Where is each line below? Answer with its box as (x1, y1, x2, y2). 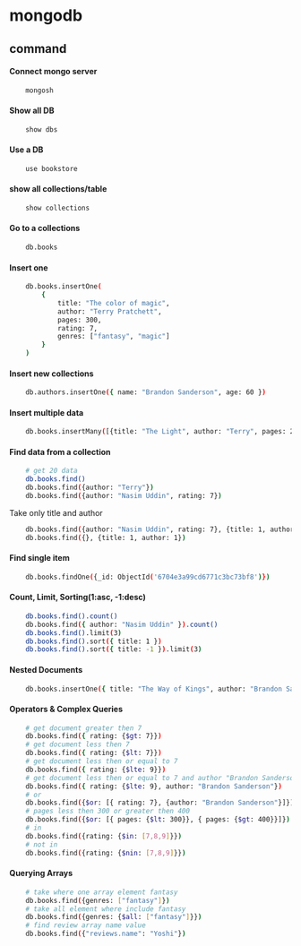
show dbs (25, 125, 58, 134)
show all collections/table (9, 184, 107, 194)
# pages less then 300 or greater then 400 (25, 807, 191, 816)
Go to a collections (9, 223, 81, 234)
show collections (25, 203, 90, 213)
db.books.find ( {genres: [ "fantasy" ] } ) (25, 896, 170, 905)
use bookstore (25, 164, 78, 173)
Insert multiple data (9, 407, 84, 417)
